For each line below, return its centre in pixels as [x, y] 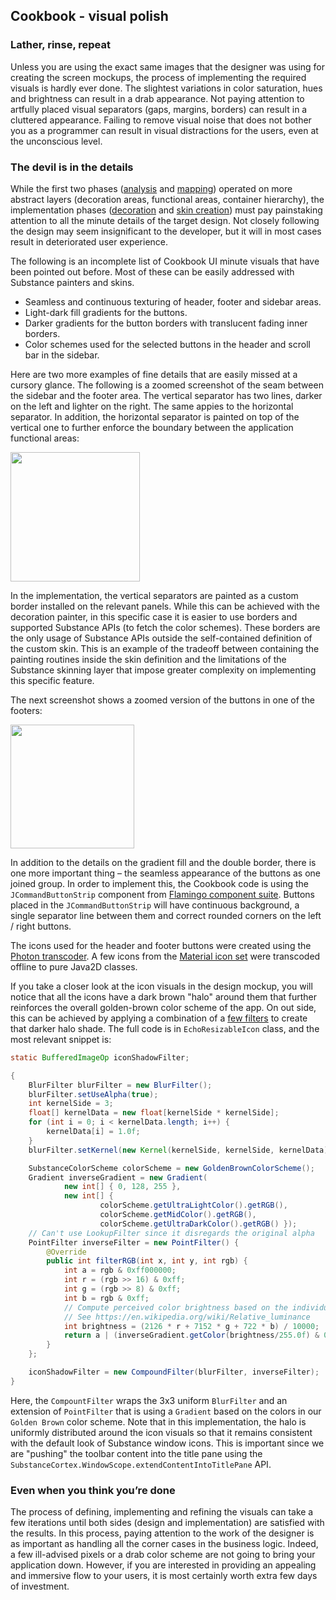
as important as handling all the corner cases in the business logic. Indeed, [164, 1544]
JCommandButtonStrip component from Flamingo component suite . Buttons [163, 894]
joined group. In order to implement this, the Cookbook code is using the [159, 883]
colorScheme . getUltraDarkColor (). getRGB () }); [198, 1224]
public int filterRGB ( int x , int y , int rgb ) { [147, 1261]
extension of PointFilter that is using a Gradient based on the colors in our [166, 1411]
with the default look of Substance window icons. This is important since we [167, 1443]
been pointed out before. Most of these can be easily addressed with [152, 271]
